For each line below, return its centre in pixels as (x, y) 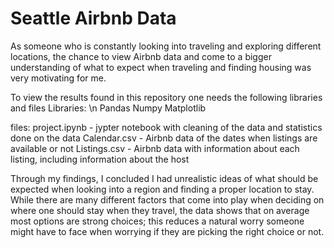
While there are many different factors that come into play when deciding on (167, 199)
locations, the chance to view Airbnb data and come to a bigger (141, 56)
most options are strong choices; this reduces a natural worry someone (157, 221)
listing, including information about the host (100, 159)
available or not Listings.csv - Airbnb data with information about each (155, 148)
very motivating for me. (58, 78)
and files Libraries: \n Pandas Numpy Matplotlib (108, 108)
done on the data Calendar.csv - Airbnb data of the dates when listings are (164, 138)
